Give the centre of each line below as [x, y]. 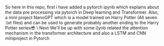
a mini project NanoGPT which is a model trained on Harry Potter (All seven [81, 17]
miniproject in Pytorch [27, 38]
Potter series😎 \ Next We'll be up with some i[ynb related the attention [77, 28]
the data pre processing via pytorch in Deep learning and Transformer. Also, [82, 12]
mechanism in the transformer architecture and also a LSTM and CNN [76, 33]
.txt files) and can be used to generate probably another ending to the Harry [82, 23]
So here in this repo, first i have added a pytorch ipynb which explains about [82, 7]
